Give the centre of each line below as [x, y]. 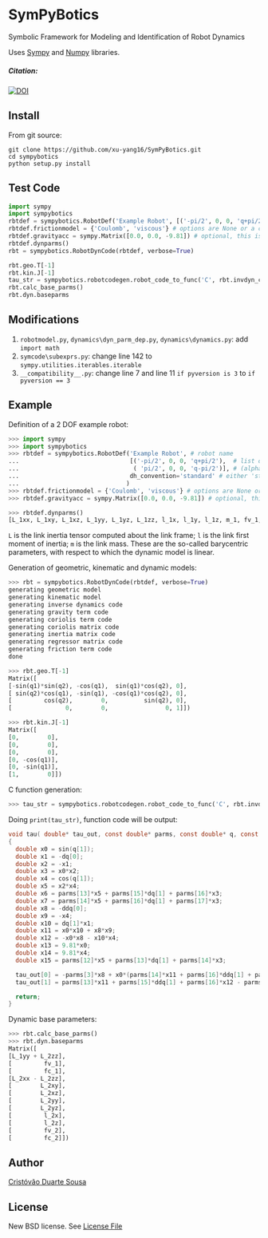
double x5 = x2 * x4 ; [48, 886]
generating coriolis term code [60, 619]
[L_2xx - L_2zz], [37, 1078]
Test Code [34, 188]
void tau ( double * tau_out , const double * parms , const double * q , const [134, 835]
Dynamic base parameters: [53, 1019]
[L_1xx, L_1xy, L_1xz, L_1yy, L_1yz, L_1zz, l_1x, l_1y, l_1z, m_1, [124, 520]
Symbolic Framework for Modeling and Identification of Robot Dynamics [127, 37]
